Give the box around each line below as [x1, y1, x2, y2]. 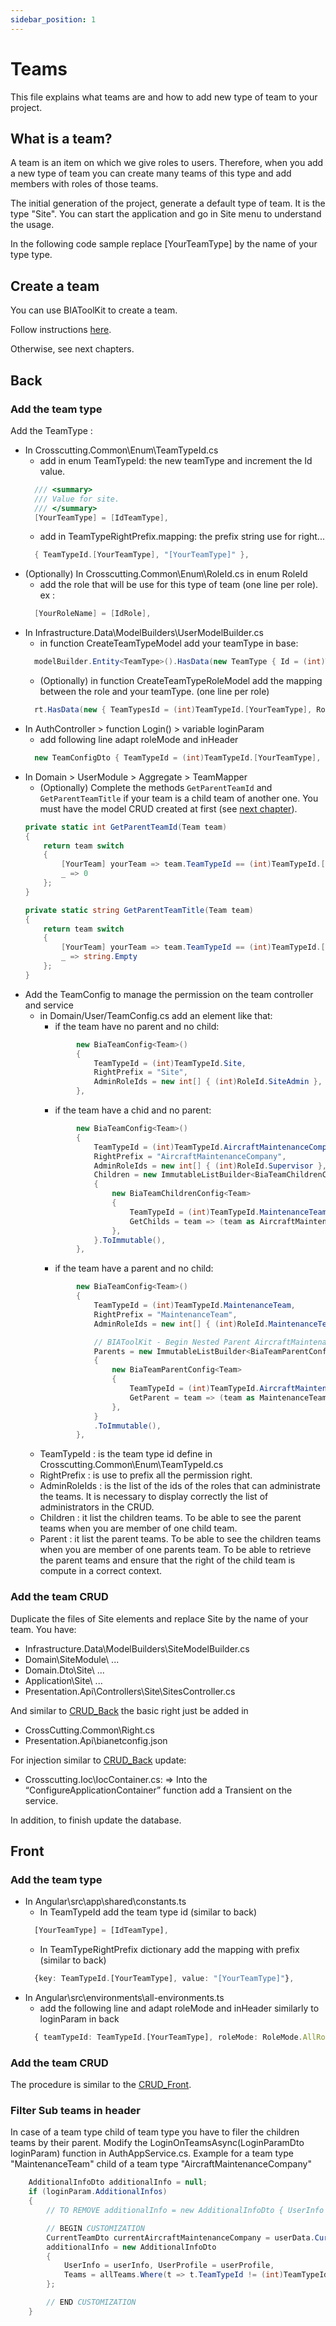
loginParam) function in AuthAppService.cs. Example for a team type [10, 2147, 294, 2160]
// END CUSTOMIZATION [46, 2297, 137, 2308]
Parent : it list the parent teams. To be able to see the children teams [39, 1533, 322, 1545]
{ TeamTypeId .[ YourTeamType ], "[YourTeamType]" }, [34, 550, 250, 560]
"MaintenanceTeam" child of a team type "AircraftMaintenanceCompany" [10, 2158, 312, 2170]
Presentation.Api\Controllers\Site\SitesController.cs [24, 1685, 236, 1697]
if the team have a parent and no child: [54, 1262, 214, 1275]
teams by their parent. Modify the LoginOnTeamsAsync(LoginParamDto [10, 2137, 305, 2149]
